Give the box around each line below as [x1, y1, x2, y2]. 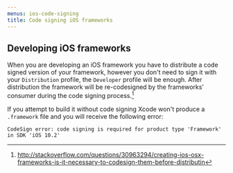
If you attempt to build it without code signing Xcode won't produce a [7, 105, 205, 113]
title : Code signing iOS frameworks [7, 17, 113, 24]
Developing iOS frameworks [7, 42, 131, 54]
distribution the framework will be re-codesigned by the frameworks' [7, 83, 205, 91]
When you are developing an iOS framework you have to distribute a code [7, 60, 218, 69]
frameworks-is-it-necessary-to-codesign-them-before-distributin [17, 158, 206, 166]
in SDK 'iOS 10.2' [7, 131, 60, 139]
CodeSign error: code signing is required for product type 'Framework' [7, 126, 222, 133]
